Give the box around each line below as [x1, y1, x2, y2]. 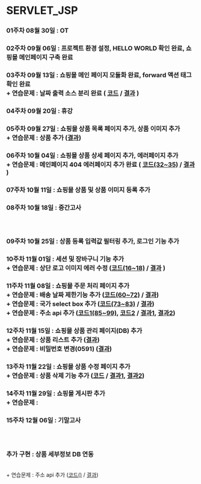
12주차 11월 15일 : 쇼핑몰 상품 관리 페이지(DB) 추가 [6, 327, 143, 335]
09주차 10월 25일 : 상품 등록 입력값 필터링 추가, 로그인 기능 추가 [6, 237, 179, 245]
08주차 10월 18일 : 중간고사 [6, 203, 81, 211]
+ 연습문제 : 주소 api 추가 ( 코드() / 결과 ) [6, 471, 99, 479]
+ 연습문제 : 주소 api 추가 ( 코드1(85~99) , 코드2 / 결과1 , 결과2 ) [6, 309, 176, 317]
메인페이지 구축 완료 [19, 53, 73, 62]
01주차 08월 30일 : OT [6, 27, 69, 35]
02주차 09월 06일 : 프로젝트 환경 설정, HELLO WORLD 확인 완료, [6, 44, 185, 53]
